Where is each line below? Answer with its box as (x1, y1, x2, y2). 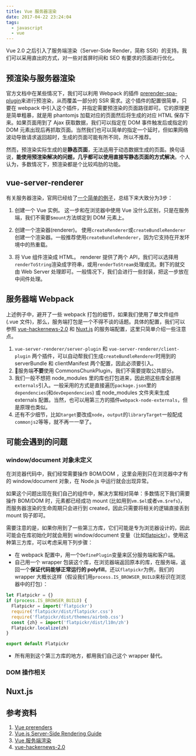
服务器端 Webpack (6, 294, 74, 304)
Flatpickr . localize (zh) (11, 625, 69, 631)
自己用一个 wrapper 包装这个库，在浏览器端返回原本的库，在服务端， (14, 559, 181, 566)
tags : (6, 19, 19, 25)
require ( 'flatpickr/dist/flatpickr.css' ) (11, 609, 114, 615)
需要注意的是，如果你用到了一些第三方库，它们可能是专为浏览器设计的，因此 (6, 524, 190, 531)
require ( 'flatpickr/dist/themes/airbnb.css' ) (11, 614, 124, 620)
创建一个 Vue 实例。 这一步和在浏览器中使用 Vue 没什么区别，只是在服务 (14, 206, 190, 213)
